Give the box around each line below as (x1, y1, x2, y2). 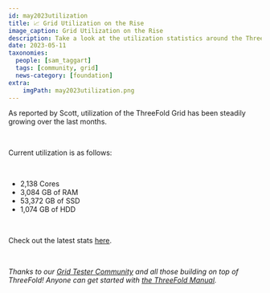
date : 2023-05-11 (8, 42, 67, 50)
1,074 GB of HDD (19, 205, 76, 214)
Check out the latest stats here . (8, 236, 112, 246)
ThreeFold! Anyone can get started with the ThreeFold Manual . (8, 275, 217, 285)
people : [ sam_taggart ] (15, 57, 92, 65)
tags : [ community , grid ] (15, 64, 99, 72)
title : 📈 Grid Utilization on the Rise (8, 19, 145, 27)
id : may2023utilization (8, 11, 88, 20)
